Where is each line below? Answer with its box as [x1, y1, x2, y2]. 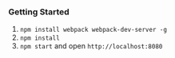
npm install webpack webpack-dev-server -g [19, 26, 168, 34]
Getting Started [8, 6, 70, 17]
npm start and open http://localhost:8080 [19, 41, 163, 51]
